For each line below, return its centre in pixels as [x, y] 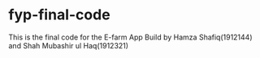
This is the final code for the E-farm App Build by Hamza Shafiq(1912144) [131, 37]
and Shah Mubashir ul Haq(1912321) [68, 45]
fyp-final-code [60, 15]
